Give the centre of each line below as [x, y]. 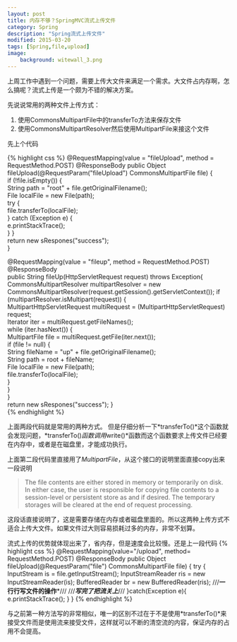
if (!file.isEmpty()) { [35, 180]
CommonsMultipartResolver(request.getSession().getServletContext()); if [114, 291]
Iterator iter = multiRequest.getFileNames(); [71, 322]
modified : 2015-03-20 [39, 40]
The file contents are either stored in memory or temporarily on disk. [124, 482]
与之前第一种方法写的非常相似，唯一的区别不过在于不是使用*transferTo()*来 [117, 613]
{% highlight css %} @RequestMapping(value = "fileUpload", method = [111, 158]
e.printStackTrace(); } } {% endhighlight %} [70, 599]
